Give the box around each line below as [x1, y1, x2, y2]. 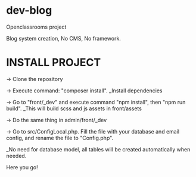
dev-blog [6, 4, 52, 17]
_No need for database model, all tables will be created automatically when [6, 145, 191, 153]
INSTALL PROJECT [6, 56, 101, 69]
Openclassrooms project [6, 23, 67, 30]
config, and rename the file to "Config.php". [6, 134, 114, 141]
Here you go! [6, 163, 38, 170]
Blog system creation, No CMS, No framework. [6, 35, 121, 42]
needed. [6, 152, 27, 159]
